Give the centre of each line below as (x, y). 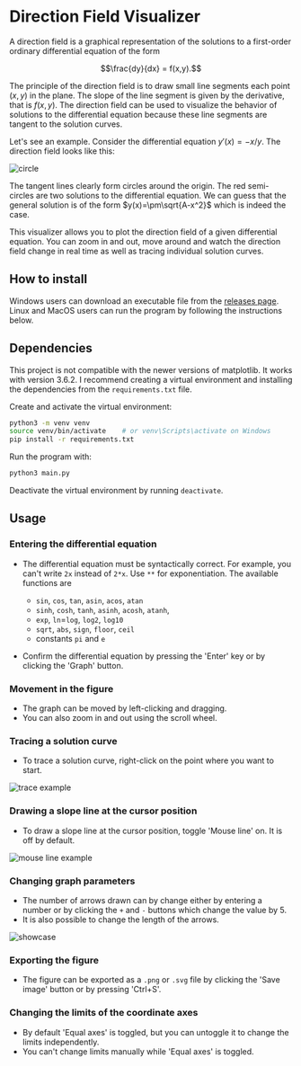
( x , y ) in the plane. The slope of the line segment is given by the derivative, (147, 95)
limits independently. (61, 1042)
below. (22, 320)
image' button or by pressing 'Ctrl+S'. (92, 990)
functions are (47, 582)
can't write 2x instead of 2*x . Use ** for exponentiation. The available (150, 573)
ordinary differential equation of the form (84, 50)
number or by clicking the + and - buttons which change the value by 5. (155, 910)
